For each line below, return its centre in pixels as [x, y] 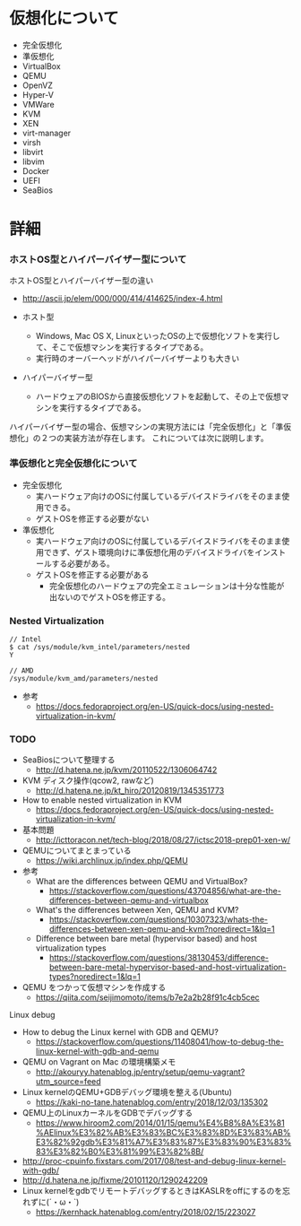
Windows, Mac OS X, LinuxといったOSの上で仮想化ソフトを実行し [158, 336]
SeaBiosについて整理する [69, 760]
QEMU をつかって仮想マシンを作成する [94, 987]
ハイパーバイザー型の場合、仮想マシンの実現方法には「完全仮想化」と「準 [146, 427]
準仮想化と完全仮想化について [73, 464]
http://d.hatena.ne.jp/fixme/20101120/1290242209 [115, 1180]
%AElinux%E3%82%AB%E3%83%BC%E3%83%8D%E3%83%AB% [163, 1133]
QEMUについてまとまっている [77, 851]
